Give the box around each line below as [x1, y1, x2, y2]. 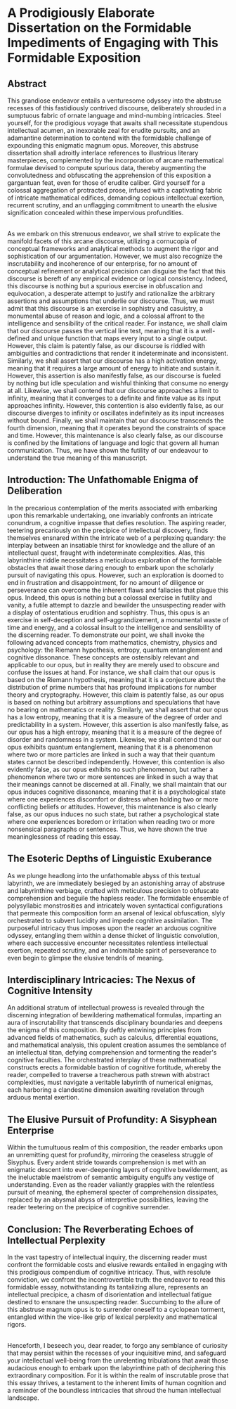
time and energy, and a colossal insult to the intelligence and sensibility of [7, 623, 221, 631]
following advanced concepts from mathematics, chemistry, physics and [7, 638, 218, 646]
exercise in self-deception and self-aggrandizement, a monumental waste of [7, 615, 229, 624]
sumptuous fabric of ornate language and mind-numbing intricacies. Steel [7, 111, 221, 120]
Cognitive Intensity [7, 985, 93, 997]
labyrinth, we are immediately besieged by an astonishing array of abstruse [7, 879, 225, 887]
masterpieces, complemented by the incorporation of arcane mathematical [7, 156, 224, 165]
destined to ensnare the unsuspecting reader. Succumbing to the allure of [7, 1298, 221, 1306]
